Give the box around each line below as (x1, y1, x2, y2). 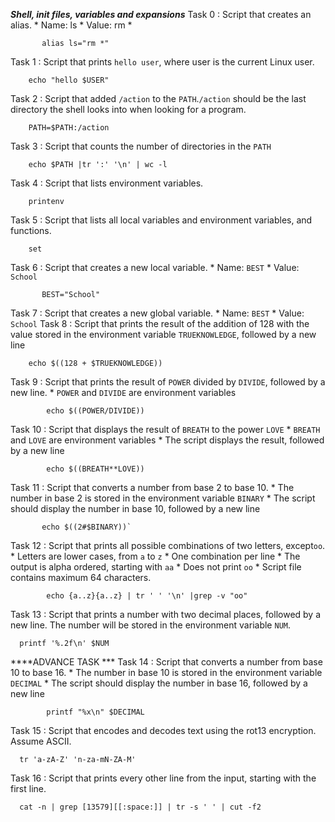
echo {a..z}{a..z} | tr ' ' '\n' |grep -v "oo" (46, 591, 248, 601)
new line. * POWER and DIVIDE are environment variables (10, 387, 237, 398)
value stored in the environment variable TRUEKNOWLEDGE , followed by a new (10, 329, 317, 340)
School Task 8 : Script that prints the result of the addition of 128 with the (10, 318, 310, 329)
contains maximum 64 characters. (10, 572, 152, 583)
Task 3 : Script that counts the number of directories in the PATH (10, 140, 272, 152)
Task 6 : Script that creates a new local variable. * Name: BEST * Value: (10, 262, 300, 273)
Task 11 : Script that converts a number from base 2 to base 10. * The (10, 482, 295, 493)
